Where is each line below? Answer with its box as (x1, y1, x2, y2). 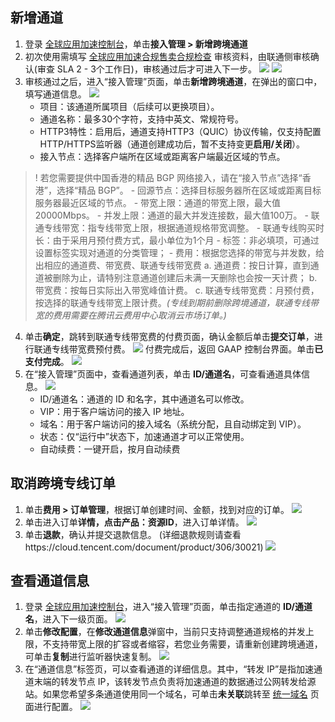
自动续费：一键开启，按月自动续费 (39, 443, 181, 455)
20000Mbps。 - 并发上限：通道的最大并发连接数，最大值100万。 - (34, 209, 309, 221)
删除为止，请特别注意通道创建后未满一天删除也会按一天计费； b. (52, 271, 318, 283)
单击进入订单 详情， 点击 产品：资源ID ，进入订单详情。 (24, 516, 245, 528)
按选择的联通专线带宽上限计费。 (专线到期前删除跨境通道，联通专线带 (34, 296, 319, 308)
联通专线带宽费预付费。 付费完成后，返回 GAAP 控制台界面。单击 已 (33, 343, 324, 355)
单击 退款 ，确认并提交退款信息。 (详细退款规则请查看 (24, 528, 242, 540)
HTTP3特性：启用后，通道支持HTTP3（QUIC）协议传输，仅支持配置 (39, 125, 322, 137)
